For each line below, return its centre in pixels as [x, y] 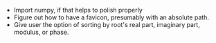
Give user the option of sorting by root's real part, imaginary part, [107, 25]
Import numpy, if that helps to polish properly [78, 10]
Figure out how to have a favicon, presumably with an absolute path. [111, 17]
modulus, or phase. [41, 32]
